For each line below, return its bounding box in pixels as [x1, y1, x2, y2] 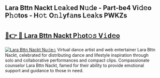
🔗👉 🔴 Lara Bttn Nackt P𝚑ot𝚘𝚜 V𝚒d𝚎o [5, 31, 120, 40]
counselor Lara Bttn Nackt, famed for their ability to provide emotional [5, 62, 144, 68]
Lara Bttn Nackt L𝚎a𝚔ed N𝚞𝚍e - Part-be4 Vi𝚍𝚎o [5, 4, 152, 12]
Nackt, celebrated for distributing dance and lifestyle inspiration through [5, 52, 149, 58]
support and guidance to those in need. [5, 68, 84, 73]
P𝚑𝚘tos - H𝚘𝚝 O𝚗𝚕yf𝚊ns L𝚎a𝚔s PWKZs [5, 12, 127, 20]
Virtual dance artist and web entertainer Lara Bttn [57, 47, 156, 52]
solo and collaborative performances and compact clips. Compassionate [5, 58, 150, 63]
